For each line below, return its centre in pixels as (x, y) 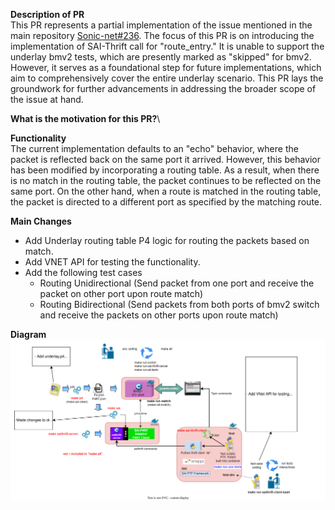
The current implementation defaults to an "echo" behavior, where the (154, 148)
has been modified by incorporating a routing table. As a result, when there (165, 170)
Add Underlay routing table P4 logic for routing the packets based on (167, 240)
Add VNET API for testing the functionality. (112, 262)
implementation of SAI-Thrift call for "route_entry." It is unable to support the (167, 46)
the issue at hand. (47, 99)
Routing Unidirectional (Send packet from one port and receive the (177, 283)
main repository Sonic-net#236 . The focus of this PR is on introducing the (162, 35)
